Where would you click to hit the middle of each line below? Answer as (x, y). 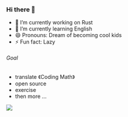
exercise (26, 90)
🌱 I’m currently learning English (53, 29)
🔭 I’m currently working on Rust (54, 23)
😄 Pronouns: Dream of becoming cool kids (68, 35)
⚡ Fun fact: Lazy (35, 42)
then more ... (31, 96)
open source (31, 84)
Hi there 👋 (21, 10)
